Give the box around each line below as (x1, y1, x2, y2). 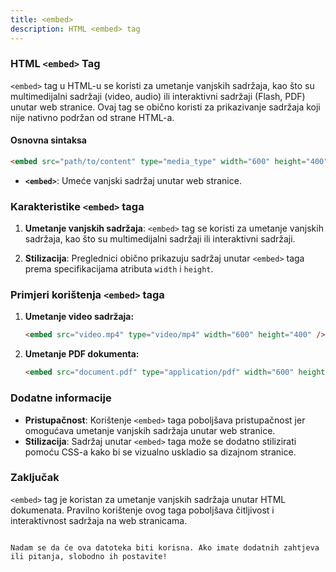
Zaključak (10, 471, 60, 485)
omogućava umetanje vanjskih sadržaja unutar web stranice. (24, 424, 276, 436)
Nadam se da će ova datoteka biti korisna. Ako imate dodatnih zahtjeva (10, 542, 320, 553)
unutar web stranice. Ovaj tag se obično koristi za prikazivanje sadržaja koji (10, 101, 321, 113)
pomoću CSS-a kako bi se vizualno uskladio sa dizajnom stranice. (24, 446, 297, 458)
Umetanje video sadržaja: (24, 311, 135, 323)
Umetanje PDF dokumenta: (24, 348, 140, 360)
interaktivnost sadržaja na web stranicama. (10, 514, 188, 526)
